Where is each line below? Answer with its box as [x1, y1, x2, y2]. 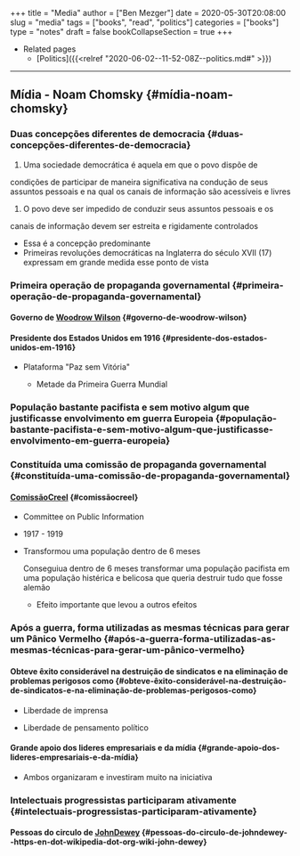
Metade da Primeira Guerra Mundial [36, 379, 168, 390]
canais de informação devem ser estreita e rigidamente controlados [10, 220, 259, 231]
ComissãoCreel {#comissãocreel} [10, 492, 139, 502]
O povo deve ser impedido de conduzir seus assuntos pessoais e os [22, 203, 274, 214]
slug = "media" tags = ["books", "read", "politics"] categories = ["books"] [10, 17, 280, 28]
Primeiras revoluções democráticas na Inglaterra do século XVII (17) [22, 247, 272, 257]
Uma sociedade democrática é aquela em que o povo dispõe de [22, 159, 258, 170]
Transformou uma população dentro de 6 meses [22, 546, 201, 557]
